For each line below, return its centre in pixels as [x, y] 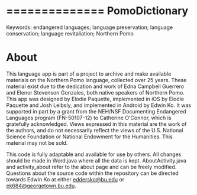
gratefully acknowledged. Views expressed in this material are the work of [96, 124]
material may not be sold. [37, 142]
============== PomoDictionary [97, 11]
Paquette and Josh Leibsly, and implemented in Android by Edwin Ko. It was [98, 105]
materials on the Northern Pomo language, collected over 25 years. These [96, 80]
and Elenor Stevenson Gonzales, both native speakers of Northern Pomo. [95, 92]
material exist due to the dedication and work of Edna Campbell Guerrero [95, 86]
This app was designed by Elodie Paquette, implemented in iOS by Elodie [95, 99]
